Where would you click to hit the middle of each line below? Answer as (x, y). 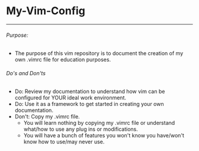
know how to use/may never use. (64, 142)
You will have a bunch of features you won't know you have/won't (104, 136)
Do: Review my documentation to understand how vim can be (90, 91)
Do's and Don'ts (26, 73)
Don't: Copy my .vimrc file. (47, 117)
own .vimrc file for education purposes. (63, 60)
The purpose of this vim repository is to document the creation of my (99, 53)
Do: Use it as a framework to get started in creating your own (89, 104)
